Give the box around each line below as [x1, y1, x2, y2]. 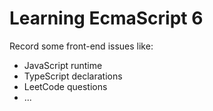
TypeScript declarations [23, 70, 123, 82]
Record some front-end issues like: [9, 40, 154, 52]
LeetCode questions [23, 80, 108, 92]
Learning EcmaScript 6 [9, 7, 204, 30]
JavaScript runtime [23, 59, 103, 71]
